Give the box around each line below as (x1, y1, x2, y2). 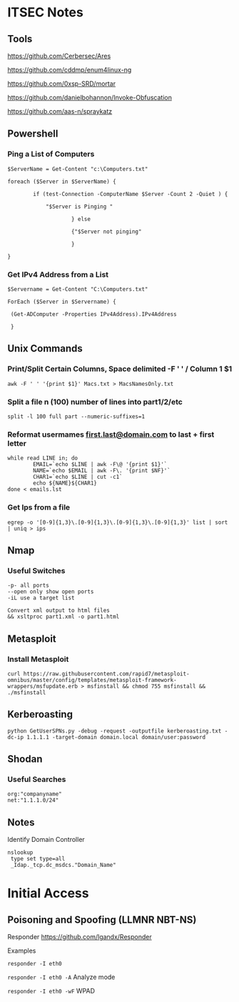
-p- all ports (7, 582, 50, 590)
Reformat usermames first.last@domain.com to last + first (7, 430, 215, 440)
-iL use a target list (7, 595, 75, 602)
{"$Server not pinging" (71, 228, 142, 235)
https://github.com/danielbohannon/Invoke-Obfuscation (7, 94, 173, 101)
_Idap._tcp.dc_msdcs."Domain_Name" (10, 862, 116, 869)
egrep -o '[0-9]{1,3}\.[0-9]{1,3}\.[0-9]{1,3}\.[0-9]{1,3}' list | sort (7, 519, 228, 526)
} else (71, 215, 91, 222)
